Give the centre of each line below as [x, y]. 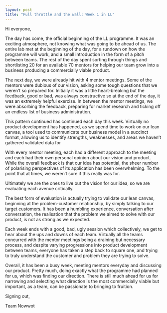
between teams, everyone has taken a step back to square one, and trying [82, 250]
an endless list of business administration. [48, 112]
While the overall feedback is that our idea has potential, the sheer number [82, 163]
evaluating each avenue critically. [39, 188]
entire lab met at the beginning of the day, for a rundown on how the [75, 49]
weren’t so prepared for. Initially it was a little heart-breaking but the [75, 90]
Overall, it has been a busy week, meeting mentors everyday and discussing [83, 265]
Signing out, [17, 296]
